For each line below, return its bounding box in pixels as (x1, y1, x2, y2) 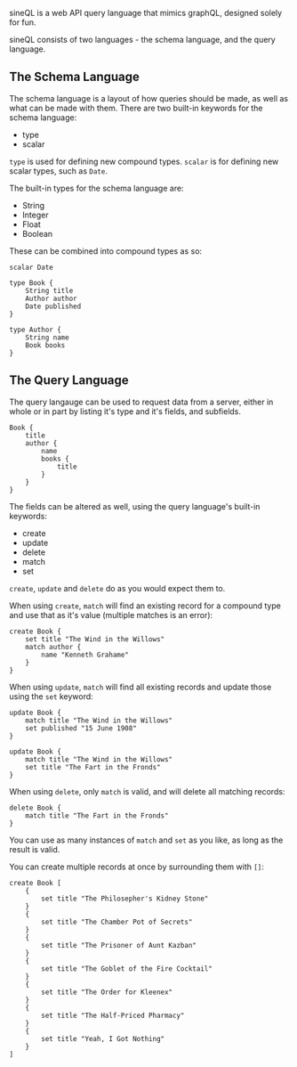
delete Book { (9, 803, 62, 812)
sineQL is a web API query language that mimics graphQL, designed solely (9, 8, 283, 18)
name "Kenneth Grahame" (41, 650, 129, 659)
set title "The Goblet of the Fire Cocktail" (41, 964, 213, 973)
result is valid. (9, 843, 60, 854)
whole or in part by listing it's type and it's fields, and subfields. (9, 405, 242, 417)
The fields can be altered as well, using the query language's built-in (9, 501, 261, 511)
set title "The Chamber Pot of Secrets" (41, 917, 193, 926)
